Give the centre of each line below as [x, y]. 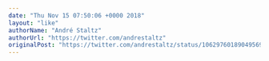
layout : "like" [34, 23]
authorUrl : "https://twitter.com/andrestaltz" [87, 38]
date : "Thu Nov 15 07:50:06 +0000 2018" [77, 15]
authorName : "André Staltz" [55, 30]
